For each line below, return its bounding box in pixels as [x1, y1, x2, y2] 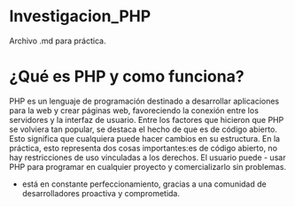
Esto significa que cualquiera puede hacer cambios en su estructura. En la [9, 133, 281, 143]
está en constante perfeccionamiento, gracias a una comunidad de [21, 179, 268, 189]
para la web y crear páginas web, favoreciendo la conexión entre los [9, 104, 260, 116]
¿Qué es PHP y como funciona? [9, 66, 245, 87]
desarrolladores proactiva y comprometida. [21, 188, 180, 198]
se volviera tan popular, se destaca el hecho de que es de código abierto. [9, 124, 277, 134]
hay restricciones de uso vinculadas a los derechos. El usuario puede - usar [9, 152, 286, 163]
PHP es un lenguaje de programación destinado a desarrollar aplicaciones [9, 96, 280, 106]
